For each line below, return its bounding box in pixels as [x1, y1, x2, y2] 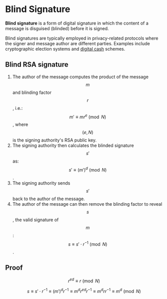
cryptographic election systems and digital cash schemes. [5, 46, 125, 52]
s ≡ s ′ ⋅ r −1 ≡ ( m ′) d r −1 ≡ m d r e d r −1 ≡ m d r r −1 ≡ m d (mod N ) [27, 287, 141, 294]
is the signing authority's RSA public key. [12, 137, 97, 143]
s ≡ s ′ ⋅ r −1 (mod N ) [68, 240, 107, 247]
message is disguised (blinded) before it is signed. [5, 25, 109, 31]
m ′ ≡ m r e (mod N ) [69, 113, 106, 120]
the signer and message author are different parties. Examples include [5, 40, 150, 46]
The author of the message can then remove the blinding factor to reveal [12, 201, 162, 207]
